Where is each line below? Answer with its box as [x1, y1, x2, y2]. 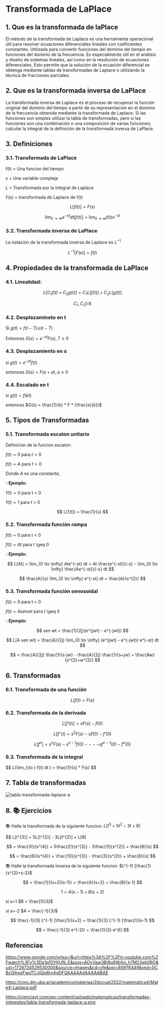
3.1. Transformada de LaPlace [5, 154, 77, 161]
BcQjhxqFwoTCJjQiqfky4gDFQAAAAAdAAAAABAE [5, 970, 109, 976]
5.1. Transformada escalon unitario [5, 431, 90, 438]
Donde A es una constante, [5, 470, 61, 476]
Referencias [5, 941, 43, 949]
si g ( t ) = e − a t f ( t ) [5, 359, 38, 366]
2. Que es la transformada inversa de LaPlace [5, 87, 146, 95]
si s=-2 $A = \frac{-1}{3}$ [5, 908, 58, 914]
